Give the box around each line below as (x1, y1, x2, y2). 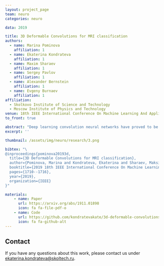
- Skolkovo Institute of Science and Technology (9, 102, 110, 107)
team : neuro (5, 12, 29, 17)
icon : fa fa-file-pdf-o (18, 206, 67, 211)
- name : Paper (14, 197, 42, 201)
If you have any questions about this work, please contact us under (5, 250, 141, 256)
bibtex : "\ (5, 147, 27, 152)
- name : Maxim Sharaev (9, 61, 56, 66)
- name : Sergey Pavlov (9, 70, 56, 75)
